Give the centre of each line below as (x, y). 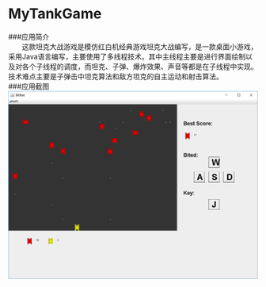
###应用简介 (29, 36)
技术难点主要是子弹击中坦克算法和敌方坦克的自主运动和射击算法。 (116, 76)
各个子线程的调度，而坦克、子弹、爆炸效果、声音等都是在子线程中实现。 (140, 66)
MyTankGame (55, 14)
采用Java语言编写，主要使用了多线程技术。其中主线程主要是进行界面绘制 (127, 56)
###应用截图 (29, 86)
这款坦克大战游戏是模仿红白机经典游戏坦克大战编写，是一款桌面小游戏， (140, 46)
